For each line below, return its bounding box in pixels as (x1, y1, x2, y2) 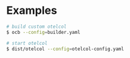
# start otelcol (6, 40, 48, 46)
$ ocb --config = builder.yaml (6, 29, 81, 35)
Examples (6, 4, 57, 18)
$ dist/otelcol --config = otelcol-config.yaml (6, 46, 124, 52)
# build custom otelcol (6, 24, 67, 30)
